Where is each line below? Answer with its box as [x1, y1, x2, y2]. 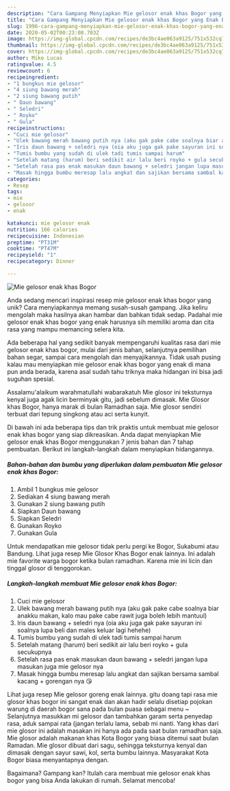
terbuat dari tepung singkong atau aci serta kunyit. [7, 410, 150, 418]
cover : [7, 49, 26, 55]
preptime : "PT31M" [7, 239, 60, 246]
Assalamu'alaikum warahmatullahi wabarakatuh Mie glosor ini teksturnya [7, 388, 212, 396]
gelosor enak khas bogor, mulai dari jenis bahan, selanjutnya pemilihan [7, 345, 207, 353]
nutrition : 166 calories [7, 226, 78, 233]
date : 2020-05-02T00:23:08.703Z [7, 29, 99, 36]
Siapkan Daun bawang [16, 507, 81, 515]
